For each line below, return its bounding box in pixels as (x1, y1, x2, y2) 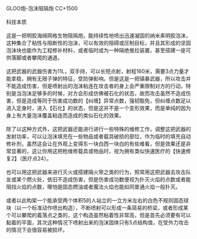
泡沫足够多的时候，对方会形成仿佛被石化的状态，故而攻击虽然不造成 (21, 90, 186, 97)
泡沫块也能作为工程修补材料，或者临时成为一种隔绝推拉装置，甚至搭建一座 (6, 47, 186, 54)
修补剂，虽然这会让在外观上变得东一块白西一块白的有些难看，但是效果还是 (6, 140, 186, 147)
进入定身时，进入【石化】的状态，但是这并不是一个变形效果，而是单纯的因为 (6, 105, 191, 111)
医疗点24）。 (22, 155, 52, 162)
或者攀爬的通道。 (21, 54, 63, 61)
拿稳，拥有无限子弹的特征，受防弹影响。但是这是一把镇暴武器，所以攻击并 (11, 75, 191, 82)
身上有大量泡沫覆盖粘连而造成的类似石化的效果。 (6, 112, 124, 119)
